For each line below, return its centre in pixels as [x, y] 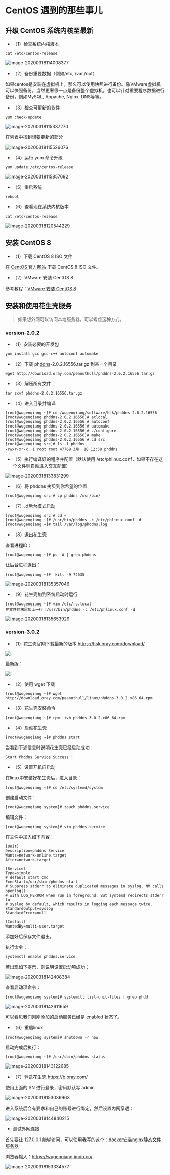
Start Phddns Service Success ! [39, 757]
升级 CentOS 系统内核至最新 [49, 31]
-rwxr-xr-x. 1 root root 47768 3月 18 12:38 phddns [61, 449]
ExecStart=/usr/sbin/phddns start [42, 882]
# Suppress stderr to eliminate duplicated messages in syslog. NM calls [85, 886]
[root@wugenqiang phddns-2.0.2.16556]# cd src [55, 439]
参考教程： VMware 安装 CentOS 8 [41, 288]
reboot [12, 197]
